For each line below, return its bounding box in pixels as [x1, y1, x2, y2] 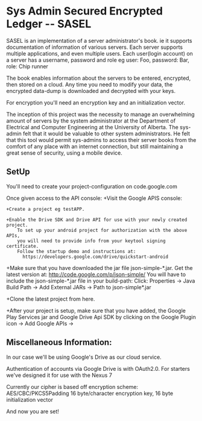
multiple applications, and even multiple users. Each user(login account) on [6, 50, 193, 57]
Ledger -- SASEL [6, 17, 92, 31]
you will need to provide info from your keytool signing [17, 237, 166, 244]
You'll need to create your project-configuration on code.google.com [6, 182, 178, 190]
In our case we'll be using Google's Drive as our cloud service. [6, 353, 162, 361]
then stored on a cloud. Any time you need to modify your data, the [6, 80, 173, 88]
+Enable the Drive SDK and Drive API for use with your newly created [6, 216, 188, 223]
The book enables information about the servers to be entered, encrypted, [6, 74, 191, 82]
